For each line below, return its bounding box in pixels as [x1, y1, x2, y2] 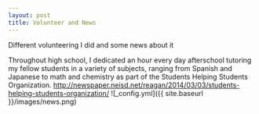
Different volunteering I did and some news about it [8, 40, 174, 49]
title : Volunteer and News [8, 19, 97, 27]
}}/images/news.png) [8, 97, 77, 106]
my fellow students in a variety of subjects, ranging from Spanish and [8, 63, 233, 73]
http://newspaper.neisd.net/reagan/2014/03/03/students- [53, 80, 240, 90]
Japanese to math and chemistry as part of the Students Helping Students [8, 72, 249, 81]
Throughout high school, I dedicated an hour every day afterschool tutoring [8, 55, 252, 65]
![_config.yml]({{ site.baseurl [111, 88, 204, 98]
